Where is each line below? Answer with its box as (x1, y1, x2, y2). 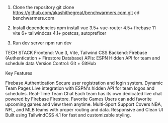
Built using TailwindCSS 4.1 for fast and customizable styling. (5, 112, 131, 118)
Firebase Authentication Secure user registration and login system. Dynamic (5, 80, 163, 86)
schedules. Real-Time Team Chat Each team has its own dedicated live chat (5, 91, 162, 96)
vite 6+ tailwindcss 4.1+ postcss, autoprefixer (12, 30, 107, 36)
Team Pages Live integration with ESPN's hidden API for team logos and (5, 85, 155, 91)
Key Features (5, 70, 33, 76)
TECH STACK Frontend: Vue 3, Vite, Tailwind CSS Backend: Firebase (5, 50, 147, 55)
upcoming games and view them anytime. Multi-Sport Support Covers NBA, (5, 101, 162, 107)
